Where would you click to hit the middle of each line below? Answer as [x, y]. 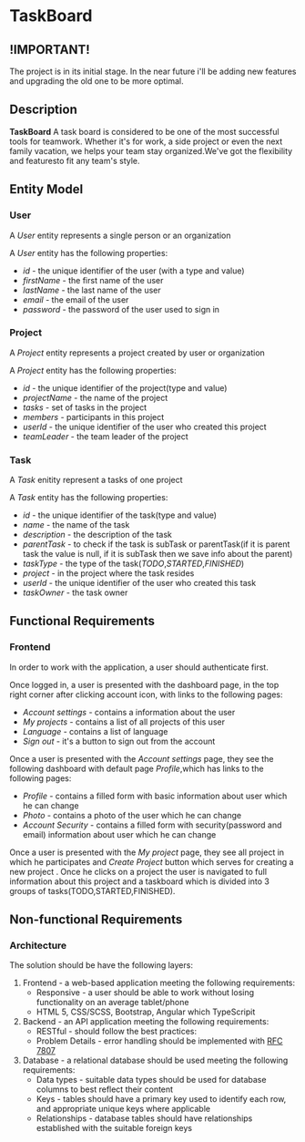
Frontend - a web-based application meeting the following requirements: [159, 983]
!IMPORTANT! [50, 50]
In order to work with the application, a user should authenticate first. [139, 667]
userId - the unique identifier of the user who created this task [139, 583]
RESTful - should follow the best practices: [117, 1032]
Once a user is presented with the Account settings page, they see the [142, 758]
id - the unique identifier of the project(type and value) [125, 387]
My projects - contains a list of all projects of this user [124, 722]
